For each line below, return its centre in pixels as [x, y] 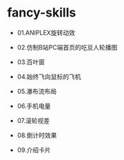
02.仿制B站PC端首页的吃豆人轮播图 [67, 47]
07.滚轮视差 [33, 120]
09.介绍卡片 [34, 150]
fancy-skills [42, 13]
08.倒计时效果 [37, 135]
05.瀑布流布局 [37, 91]
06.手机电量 [34, 106]
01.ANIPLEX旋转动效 [46, 32]
